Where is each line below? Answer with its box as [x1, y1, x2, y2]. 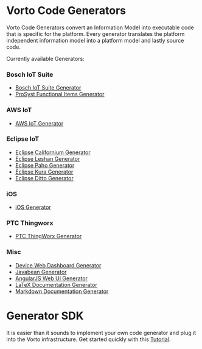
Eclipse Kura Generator [15, 168, 74, 175]
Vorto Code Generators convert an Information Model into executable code [6, 24, 195, 31]
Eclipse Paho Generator [15, 161, 75, 169]
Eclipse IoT [6, 135, 40, 143]
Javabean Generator [15, 268, 67, 275]
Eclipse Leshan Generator [15, 155, 80, 162]
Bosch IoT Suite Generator [15, 84, 82, 91]
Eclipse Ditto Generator [15, 174, 74, 182]
